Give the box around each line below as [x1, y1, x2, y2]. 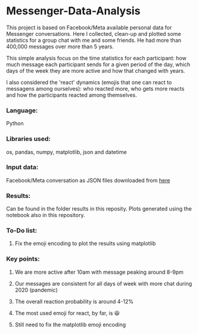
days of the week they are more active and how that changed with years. [6, 67, 185, 74]
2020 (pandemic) [14, 286, 58, 293]
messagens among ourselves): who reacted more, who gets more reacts [6, 85, 185, 92]
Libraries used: [6, 135, 51, 143]
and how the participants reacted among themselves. [6, 91, 137, 98]
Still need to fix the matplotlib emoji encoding [14, 321, 126, 328]
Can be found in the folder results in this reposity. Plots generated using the [6, 205, 192, 212]
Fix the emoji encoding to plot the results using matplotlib [14, 240, 156, 247]
